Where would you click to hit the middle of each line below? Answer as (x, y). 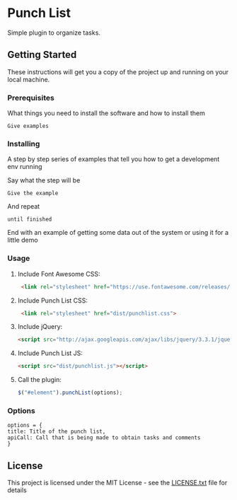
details (17, 490)
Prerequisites (31, 98)
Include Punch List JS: (50, 353)
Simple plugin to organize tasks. (54, 33)
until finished (30, 220)
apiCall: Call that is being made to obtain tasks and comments (104, 438)
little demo (23, 240)
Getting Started (42, 55)
